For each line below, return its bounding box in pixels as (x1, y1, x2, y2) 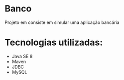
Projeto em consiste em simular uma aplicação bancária (4, 19, 120, 25)
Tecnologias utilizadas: (4, 37, 103, 48)
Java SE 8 (11, 53, 33, 59)
